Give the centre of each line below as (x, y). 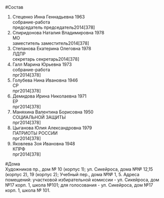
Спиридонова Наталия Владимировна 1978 (58, 33)
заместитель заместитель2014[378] (51, 43)
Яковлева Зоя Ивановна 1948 (44, 144)
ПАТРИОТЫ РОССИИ (35, 133)
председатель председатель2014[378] (54, 27)
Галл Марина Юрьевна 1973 (42, 64)
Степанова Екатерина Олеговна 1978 (52, 49)
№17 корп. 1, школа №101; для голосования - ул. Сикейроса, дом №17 (79, 185)
